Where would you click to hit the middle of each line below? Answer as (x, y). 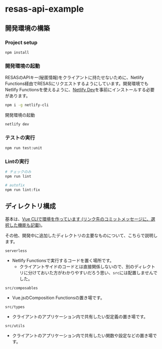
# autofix (15, 185)
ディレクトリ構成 (30, 206)
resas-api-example (45, 9)
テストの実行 (20, 138)
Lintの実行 (17, 161)
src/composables (21, 288)
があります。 (18, 96)
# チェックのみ (18, 172)
